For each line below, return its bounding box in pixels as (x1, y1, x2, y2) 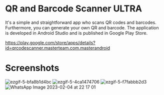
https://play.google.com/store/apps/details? (5, 39, 96, 45)
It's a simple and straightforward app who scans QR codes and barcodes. (5, 19, 156, 25)
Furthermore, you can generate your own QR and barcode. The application (5, 24, 159, 30)
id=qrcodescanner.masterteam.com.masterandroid (5, 45, 110, 51)
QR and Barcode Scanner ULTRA (5, 3, 142, 14)
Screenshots (5, 63, 59, 74)
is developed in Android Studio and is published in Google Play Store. (5, 30, 148, 36)
